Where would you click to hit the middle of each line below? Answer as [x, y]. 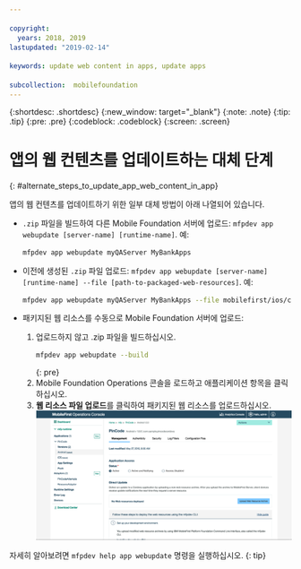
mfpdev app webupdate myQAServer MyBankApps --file [120, 300]
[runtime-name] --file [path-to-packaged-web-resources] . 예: [138, 281]
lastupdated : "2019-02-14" [60, 47]
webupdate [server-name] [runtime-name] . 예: [106, 234]
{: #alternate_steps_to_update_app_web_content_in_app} [114, 185]
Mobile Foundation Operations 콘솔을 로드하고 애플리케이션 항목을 [154, 383]
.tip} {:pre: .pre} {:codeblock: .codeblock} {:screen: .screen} [120, 121]
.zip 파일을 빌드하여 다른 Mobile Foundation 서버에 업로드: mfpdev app [148, 223]
